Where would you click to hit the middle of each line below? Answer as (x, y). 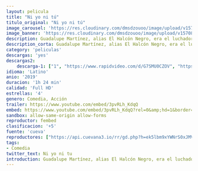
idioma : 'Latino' (27, 72)
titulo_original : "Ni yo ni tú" (46, 22)
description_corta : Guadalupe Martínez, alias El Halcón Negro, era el (96, 45)
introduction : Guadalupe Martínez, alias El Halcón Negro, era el (89, 159)
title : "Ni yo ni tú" (33, 17)
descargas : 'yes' (27, 55)
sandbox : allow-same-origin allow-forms (57, 115)
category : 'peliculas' (34, 50)
